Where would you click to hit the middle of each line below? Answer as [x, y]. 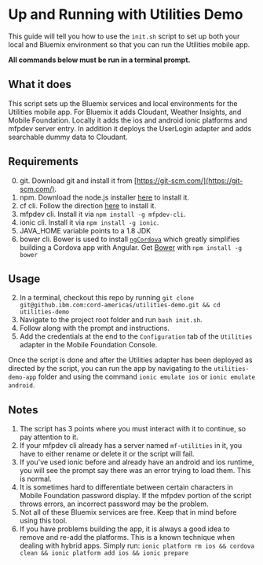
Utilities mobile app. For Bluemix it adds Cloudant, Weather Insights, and [125, 112]
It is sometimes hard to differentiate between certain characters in [126, 487]
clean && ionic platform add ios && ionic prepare [104, 553]
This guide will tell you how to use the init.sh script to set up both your [124, 36]
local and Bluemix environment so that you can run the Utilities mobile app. [129, 44]
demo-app [22, 378]
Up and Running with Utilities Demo [126, 15]
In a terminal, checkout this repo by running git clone [107, 298]
